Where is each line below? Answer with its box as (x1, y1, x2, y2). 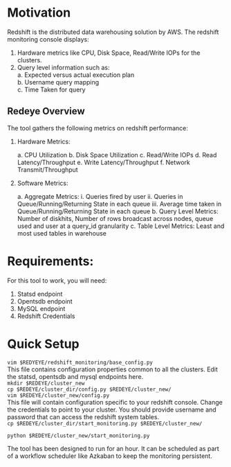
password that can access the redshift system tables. (7, 412, 160, 421)
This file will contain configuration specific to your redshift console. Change (7, 398, 223, 406)
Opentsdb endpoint (17, 297, 73, 306)
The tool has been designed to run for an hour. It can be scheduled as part (7, 444, 219, 452)
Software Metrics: (17, 179, 68, 187)
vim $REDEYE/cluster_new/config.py (7, 391, 110, 399)
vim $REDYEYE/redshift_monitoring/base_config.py (7, 359, 154, 366)
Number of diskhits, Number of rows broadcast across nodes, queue (17, 214, 214, 222)
